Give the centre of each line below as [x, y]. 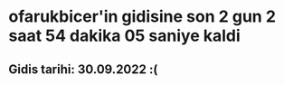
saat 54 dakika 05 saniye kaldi [124, 36]
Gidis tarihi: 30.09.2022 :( [83, 69]
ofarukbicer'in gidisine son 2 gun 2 [142, 17]
